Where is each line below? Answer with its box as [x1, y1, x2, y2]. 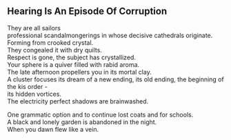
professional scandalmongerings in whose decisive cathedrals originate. [7, 31, 213, 39]
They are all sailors [7, 23, 61, 32]
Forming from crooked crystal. [7, 38, 94, 47]
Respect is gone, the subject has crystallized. [7, 53, 137, 61]
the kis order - [7, 82, 48, 90]
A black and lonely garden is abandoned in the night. [7, 117, 157, 126]
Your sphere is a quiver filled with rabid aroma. [7, 60, 140, 68]
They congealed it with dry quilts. [7, 46, 102, 54]
